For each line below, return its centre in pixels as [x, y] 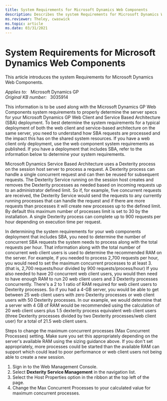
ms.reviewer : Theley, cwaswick [38, 19]
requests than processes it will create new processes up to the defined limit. [83, 206]
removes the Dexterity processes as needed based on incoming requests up [83, 185]
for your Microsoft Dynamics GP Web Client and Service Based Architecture [83, 118]
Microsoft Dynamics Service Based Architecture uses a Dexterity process [80, 164]
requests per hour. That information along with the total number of [73, 247]
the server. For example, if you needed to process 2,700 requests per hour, [82, 258]
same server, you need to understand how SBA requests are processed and [83, 133]
